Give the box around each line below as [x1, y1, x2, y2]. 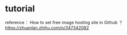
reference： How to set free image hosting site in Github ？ [5, 19, 123, 25]
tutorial [5, 3, 35, 14]
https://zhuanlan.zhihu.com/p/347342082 [5, 25, 89, 30]
